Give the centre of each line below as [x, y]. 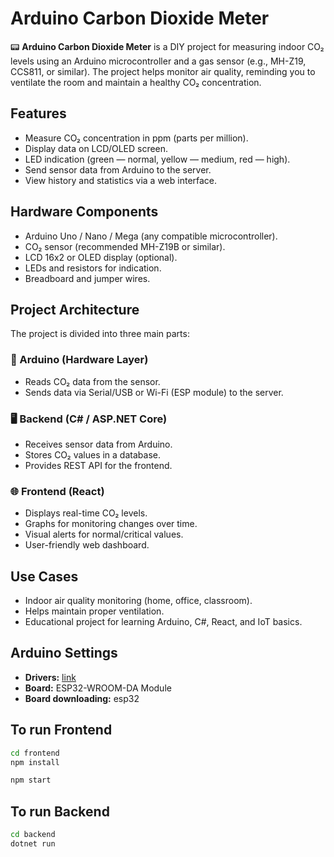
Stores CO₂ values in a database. [92, 454]
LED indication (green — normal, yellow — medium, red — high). [157, 159]
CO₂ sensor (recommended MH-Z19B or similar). [125, 246]
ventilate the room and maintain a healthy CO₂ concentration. [136, 82]
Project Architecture [75, 309]
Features [38, 113]
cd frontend [35, 753]
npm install [35, 762]
